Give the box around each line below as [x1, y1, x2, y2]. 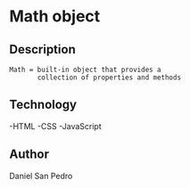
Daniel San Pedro [9, 170, 73, 181]
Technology [9, 97, 78, 112]
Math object [9, 6, 101, 27]
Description [9, 42, 76, 57]
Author [9, 147, 49, 162]
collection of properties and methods [37, 73, 181, 82]
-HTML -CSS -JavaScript [9, 120, 102, 131]
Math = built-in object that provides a [9, 65, 162, 74]
